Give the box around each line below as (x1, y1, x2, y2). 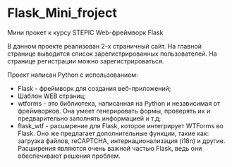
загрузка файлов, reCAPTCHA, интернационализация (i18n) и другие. (17, 136, 226, 145)
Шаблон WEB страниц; (17, 92, 86, 100)
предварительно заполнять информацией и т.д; (17, 114, 161, 123)
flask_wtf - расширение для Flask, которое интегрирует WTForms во (17, 121, 224, 130)
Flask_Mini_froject (7, 5, 118, 21)
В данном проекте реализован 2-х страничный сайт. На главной (7, 42, 202, 50)
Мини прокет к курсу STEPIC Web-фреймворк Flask (7, 28, 164, 37)
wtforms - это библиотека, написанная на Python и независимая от (17, 99, 221, 107)
